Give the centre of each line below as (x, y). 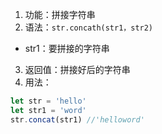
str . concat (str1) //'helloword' (77, 119)
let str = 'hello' (48, 101)
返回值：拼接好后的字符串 (77, 69)
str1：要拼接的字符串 (67, 48)
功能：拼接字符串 (60, 14)
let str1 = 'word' (48, 110)
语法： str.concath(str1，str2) (89, 27)
